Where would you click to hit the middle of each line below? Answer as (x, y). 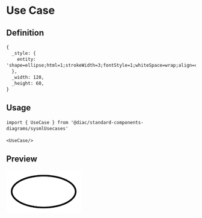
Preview (22, 159)
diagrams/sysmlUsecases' (37, 128)
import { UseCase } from (37, 122)
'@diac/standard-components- (107, 122)
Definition (25, 33)
